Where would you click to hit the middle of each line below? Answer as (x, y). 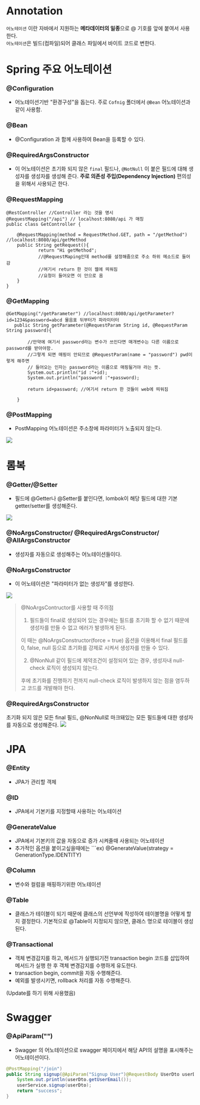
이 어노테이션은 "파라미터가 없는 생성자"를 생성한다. (74, 583)
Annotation (35, 11)
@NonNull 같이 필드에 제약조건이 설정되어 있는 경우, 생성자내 (101, 660)
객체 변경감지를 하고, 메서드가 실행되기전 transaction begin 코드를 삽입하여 (102, 958)
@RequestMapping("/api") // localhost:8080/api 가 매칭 (75, 219)
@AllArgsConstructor (38, 541)
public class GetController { (44, 225)
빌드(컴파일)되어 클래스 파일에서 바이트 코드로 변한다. (94, 43)
